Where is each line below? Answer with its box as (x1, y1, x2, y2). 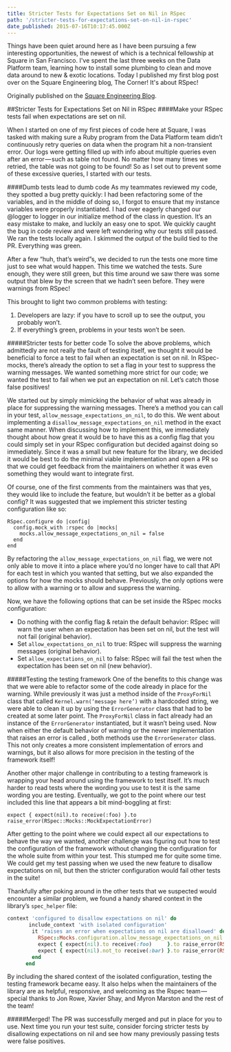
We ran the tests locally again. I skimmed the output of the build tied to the (7, 234, 218, 243)
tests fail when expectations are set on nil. (7, 112, 126, 121)
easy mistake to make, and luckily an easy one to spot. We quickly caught (7, 220, 217, 228)
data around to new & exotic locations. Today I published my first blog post (7, 71, 219, 79)
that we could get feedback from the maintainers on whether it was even (7, 463, 213, 471)
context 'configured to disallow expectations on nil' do (7, 915, 177, 922)
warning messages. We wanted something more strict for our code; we (7, 368, 208, 376)
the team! (7, 1002, 34, 1010)
